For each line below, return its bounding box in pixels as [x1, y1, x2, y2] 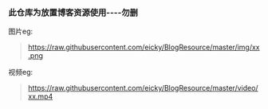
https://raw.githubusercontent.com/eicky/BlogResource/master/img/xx [27, 42, 261, 53]
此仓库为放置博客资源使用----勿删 [8, 6, 138, 18]
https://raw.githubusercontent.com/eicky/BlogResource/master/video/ [27, 84, 258, 93]
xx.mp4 [27, 91, 53, 101]
